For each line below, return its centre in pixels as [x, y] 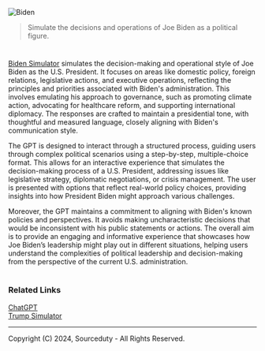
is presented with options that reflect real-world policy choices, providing [127, 188]
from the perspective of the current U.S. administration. [98, 262]
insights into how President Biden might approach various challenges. [121, 196]
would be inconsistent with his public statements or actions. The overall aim [131, 228]
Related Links [35, 290]
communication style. [43, 131]
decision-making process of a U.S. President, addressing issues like [119, 171]
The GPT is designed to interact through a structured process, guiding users [132, 146]
